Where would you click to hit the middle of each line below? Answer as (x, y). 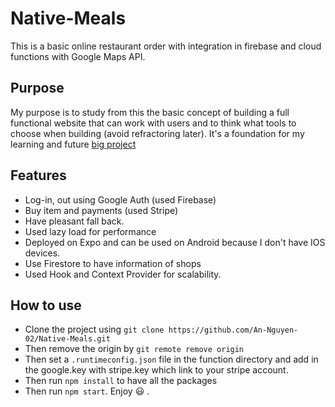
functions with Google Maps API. (78, 56)
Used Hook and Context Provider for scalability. (123, 274)
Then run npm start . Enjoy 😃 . (87, 391)
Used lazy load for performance (90, 231)
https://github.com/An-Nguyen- (233, 330)
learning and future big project (73, 144)
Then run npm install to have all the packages (121, 381)
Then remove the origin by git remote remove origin (134, 349)
